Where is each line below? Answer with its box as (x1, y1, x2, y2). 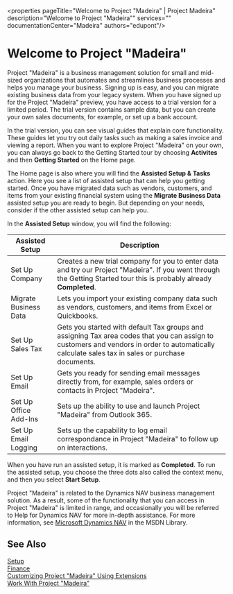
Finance (7, 564, 31, 572)
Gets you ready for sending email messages (56, 368, 200, 377)
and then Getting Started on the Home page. (7, 155, 137, 164)
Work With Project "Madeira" (7, 579, 90, 587)
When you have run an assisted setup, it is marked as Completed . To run (7, 460, 216, 468)
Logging (10, 443, 38, 452)
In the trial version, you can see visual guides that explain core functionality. (7, 126, 224, 135)
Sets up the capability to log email (56, 425, 168, 435)
